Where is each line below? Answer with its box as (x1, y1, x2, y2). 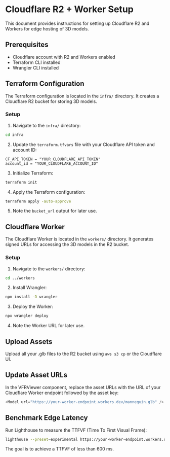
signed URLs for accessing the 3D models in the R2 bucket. (5, 241, 130, 248)
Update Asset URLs (5, 371, 67, 379)
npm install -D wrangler (5, 294, 58, 300)
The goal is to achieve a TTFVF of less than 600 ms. (5, 446, 114, 452)
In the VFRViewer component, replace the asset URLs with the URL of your (5, 384, 161, 390)
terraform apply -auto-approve (5, 199, 71, 204)
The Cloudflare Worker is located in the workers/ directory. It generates (5, 236, 154, 242)
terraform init (5, 180, 37, 185)
